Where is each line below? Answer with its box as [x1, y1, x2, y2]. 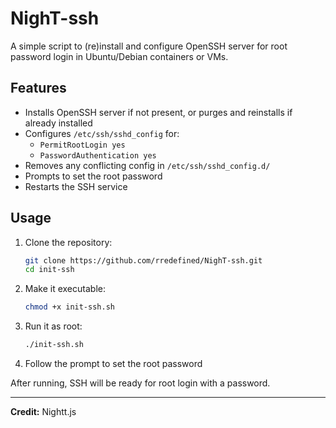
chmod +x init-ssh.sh [24, 302, 115, 312]
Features [10, 80, 67, 97]
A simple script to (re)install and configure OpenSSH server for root [10, 40, 288, 52]
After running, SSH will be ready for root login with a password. [10, 377, 271, 389]
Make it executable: [24, 283, 106, 295]
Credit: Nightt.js [10, 406, 77, 418]
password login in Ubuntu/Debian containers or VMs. [10, 50, 229, 62]
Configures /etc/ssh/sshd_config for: [24, 127, 180, 139]
